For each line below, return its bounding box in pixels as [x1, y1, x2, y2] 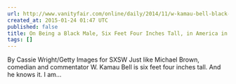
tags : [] [7, 36, 33, 43]
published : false [7, 23, 58, 30]
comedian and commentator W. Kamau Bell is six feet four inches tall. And [7, 63, 221, 71]
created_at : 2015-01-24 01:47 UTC [7, 17, 109, 24]
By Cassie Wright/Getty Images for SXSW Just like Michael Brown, [7, 55, 200, 64]
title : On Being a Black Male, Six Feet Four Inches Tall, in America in [7, 29, 228, 37]
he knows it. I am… [7, 71, 62, 79]
